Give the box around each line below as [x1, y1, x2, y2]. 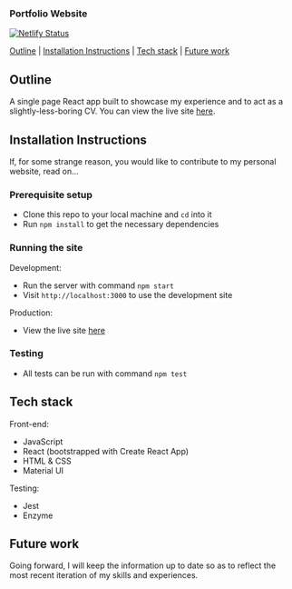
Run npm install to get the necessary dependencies [22, 219, 219, 230]
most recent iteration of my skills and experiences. [9, 570, 199, 581]
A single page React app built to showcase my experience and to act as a [9, 96, 284, 107]
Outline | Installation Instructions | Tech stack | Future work [9, 45, 229, 56]
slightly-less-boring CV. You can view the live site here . [9, 105, 216, 116]
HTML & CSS [22, 455, 72, 466]
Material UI [22, 464, 64, 475]
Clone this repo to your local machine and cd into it [22, 209, 212, 220]
